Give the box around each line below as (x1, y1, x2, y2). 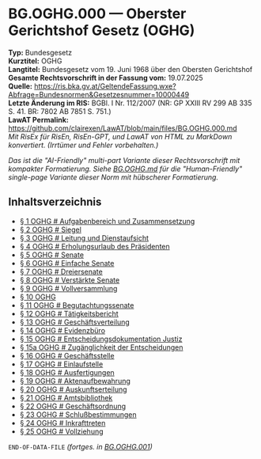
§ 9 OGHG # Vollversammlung (19, 283, 118, 293)
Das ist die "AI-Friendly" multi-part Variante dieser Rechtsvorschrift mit (8, 155, 240, 165)
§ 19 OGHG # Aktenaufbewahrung (19, 376, 130, 385)
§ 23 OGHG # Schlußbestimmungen (19, 409, 137, 419)
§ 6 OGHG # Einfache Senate (19, 258, 115, 267)
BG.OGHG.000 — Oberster (8, 5, 187, 23)
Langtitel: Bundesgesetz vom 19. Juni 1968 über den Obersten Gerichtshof (8, 64, 253, 74)
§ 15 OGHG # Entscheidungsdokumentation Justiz (19, 334, 183, 343)
